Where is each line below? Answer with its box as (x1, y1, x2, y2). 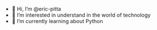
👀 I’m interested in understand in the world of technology (11, 12, 151, 18)
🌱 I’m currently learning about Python (11, 18, 103, 24)
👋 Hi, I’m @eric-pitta (11, 6, 61, 12)
